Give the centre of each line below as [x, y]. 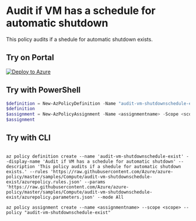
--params [95, 182]
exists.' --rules [27, 171]
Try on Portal [30, 57]
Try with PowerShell [43, 90]
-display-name [23, 162]
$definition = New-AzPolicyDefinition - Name [61, 103]
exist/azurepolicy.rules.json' [44, 182]
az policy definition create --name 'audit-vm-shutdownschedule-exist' [95, 156]
